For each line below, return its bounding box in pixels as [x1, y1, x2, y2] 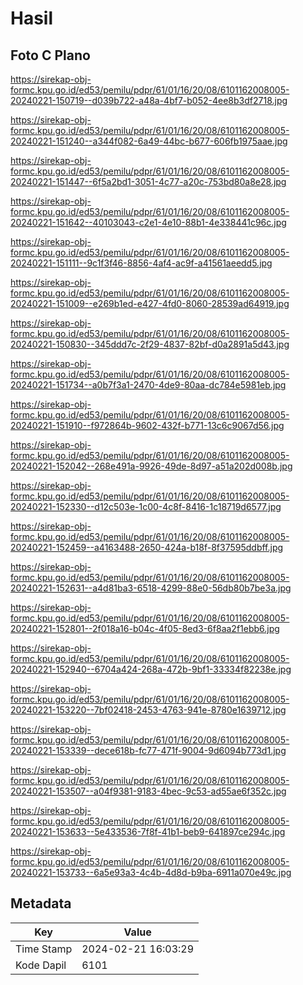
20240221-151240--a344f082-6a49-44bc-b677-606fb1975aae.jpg [10, 135, 288, 147]
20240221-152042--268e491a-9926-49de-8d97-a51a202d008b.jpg [10, 460, 293, 472]
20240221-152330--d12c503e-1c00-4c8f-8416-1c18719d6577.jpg [10, 501, 282, 512]
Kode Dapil [15, 958, 67, 972]
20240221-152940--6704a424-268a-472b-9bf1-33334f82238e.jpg [10, 663, 292, 675]
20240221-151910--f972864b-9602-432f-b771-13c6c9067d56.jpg [10, 420, 285, 431]
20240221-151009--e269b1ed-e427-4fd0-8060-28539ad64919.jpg [10, 298, 290, 309]
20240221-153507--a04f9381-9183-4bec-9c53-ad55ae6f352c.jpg [10, 785, 287, 797]
